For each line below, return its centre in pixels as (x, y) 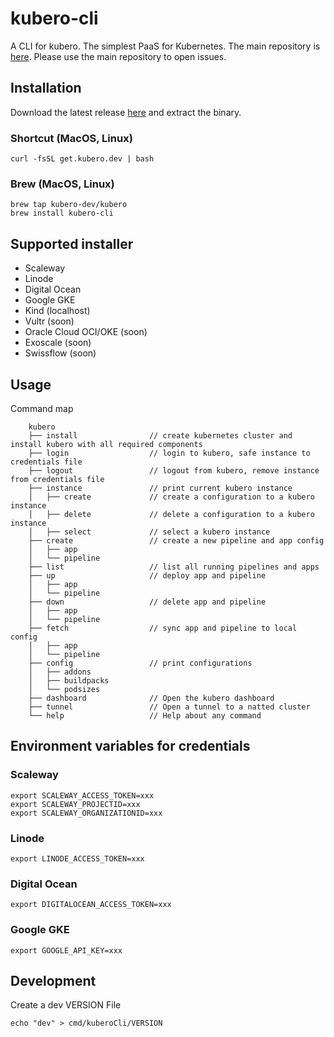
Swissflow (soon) (60, 353)
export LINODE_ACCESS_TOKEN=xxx (77, 858)
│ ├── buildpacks (69, 680)
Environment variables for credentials (130, 746)
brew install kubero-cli (62, 213)
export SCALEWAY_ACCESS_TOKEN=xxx (82, 795)
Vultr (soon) (49, 321)
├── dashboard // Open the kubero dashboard (151, 698)
